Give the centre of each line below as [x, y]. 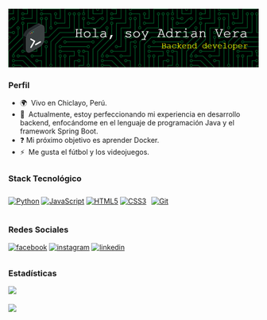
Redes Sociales [39, 229]
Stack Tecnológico [45, 179]
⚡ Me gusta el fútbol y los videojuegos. [84, 152]
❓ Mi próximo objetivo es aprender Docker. [89, 141]
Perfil [19, 85]
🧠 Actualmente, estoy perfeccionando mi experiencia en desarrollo [130, 114]
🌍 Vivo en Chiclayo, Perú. [63, 103]
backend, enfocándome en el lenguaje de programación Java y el [127, 123]
